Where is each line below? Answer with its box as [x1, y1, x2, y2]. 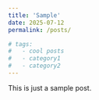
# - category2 [8, 62, 61, 70]
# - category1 [8, 55, 61, 62]
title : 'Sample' [8, 11, 61, 20]
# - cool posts [8, 48, 65, 55]
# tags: [8, 40, 34, 48]
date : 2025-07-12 [8, 19, 65, 27]
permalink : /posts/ [8, 26, 72, 34]
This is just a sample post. [8, 83, 92, 92]
